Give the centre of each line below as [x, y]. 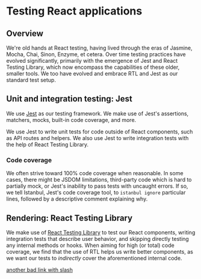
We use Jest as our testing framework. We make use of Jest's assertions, [97, 114]
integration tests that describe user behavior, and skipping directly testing [98, 239]
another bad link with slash [40, 269]
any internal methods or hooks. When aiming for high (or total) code [90, 245]
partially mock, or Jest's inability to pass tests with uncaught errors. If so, [97, 186]
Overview [25, 34]
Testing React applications [74, 11]
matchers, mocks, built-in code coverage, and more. [71, 120]
